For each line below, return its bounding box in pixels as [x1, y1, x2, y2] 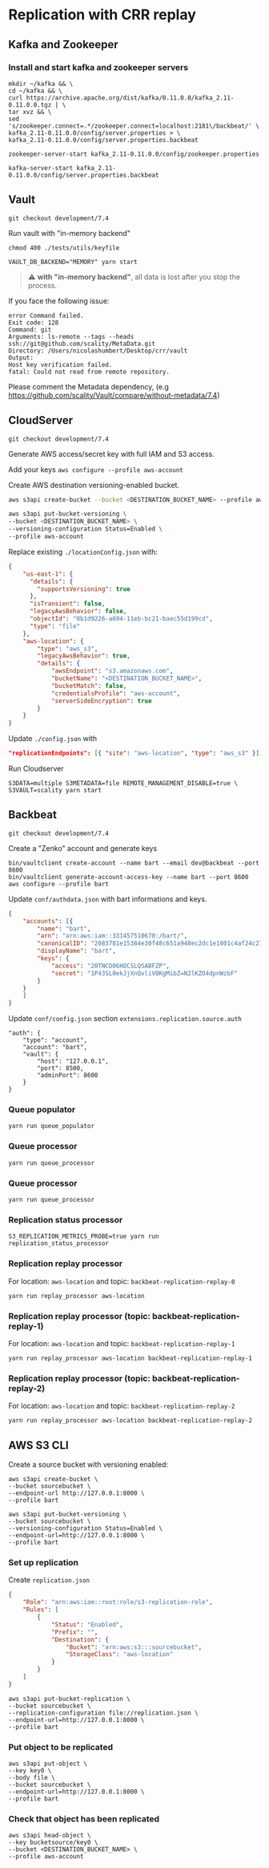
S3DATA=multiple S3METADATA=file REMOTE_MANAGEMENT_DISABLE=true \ [8, 779, 239, 787]
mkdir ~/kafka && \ [8, 79, 74, 87]
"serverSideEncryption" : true [50, 697, 152, 705]
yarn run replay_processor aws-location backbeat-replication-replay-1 [8, 1354, 252, 1362]
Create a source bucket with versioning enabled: [8, 1459, 169, 1470]
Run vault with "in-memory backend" [8, 228, 130, 238]
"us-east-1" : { [22, 570, 74, 578]
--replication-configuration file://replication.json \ [8, 1708, 199, 1717]
